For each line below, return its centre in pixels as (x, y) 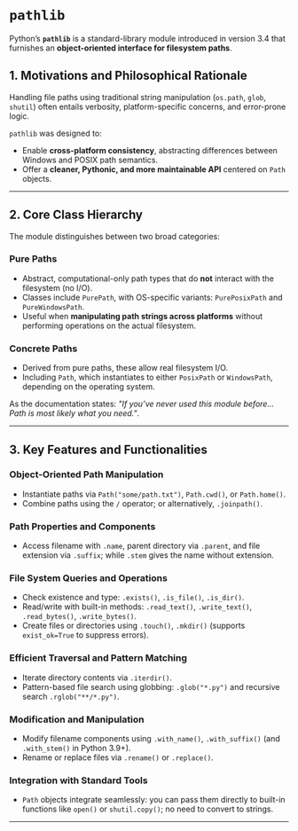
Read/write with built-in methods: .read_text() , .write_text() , (137, 607)
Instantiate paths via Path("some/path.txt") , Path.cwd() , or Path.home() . (154, 494)
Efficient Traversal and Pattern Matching (98, 658)
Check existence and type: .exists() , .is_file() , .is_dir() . (133, 598)
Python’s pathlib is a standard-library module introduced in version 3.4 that (148, 38)
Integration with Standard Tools (78, 780)
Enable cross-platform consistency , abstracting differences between (149, 150)
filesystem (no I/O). (57, 287)
